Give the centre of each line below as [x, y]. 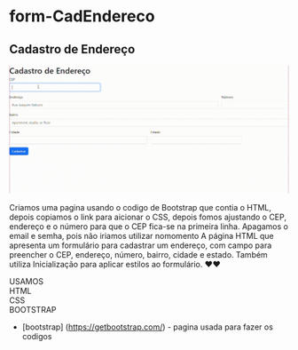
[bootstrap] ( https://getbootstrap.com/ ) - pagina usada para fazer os [147, 327]
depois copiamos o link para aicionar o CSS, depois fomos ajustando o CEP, [148, 217]
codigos [37, 336]
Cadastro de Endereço [72, 49]
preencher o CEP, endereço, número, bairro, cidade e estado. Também [138, 254]
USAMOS [27, 281]
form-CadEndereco [82, 16]
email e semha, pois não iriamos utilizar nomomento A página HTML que [142, 235]
